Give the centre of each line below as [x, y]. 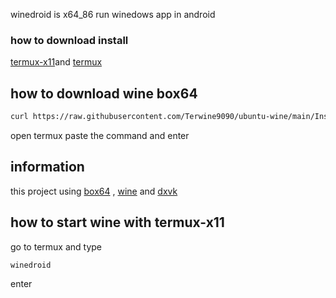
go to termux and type [56, 246]
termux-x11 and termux [56, 62]
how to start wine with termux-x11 [117, 222]
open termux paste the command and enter [100, 135]
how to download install [69, 40]
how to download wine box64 [104, 93]
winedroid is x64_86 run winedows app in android [113, 14]
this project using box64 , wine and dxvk [94, 191]
